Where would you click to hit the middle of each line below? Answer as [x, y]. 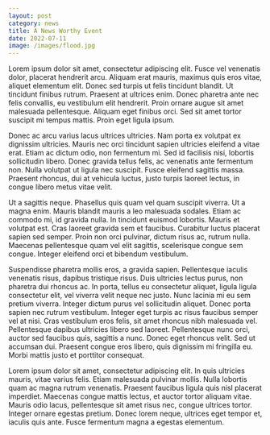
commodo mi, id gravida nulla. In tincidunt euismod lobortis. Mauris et [124, 220]
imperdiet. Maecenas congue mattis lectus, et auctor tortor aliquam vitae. [130, 396]
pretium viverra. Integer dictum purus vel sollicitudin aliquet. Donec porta [130, 304]
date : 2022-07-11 [37, 38]
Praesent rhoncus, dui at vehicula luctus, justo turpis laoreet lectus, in [124, 179]
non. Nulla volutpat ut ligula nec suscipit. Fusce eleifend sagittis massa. [127, 170]
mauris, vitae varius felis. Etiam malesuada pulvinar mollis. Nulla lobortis [128, 379]
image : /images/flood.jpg [52, 46]
